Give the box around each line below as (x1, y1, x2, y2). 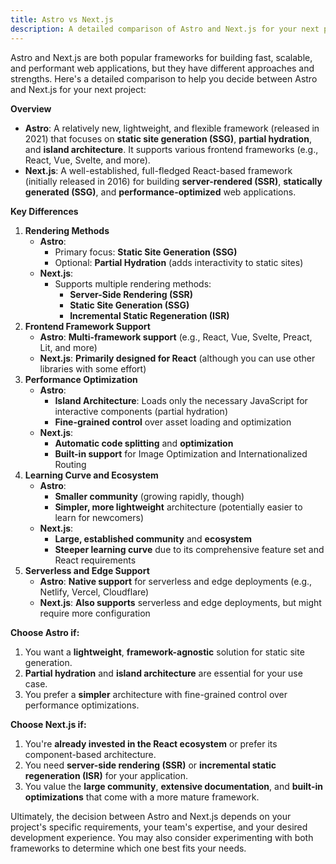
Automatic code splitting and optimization (54, 437, 234, 449)
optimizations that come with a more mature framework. (24, 791, 260, 803)
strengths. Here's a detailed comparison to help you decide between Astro (10, 72, 318, 85)
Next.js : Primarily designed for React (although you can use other (39, 352, 316, 364)
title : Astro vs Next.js (10, 14, 114, 25)
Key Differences (10, 205, 79, 217)
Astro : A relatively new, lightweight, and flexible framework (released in (24, 122, 320, 134)
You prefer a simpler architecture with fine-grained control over (24, 688, 288, 700)
